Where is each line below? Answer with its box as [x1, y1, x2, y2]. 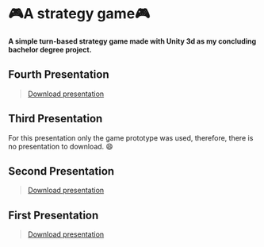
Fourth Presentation [8, 68, 109, 82]
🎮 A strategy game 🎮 [8, 5, 151, 23]
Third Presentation [8, 112, 103, 125]
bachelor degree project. [8, 44, 93, 54]
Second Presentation [8, 164, 115, 178]
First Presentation [8, 208, 99, 222]
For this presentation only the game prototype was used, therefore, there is [8, 133, 254, 142]
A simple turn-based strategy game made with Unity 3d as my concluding [8, 36, 257, 46]
